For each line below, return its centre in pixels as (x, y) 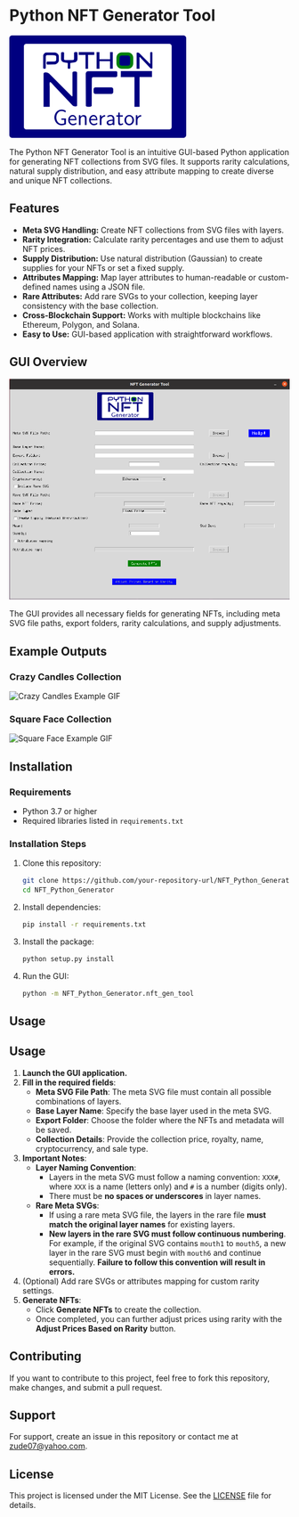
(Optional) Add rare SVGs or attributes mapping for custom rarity (141, 1281)
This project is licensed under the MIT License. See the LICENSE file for (141, 1496)
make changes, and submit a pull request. (86, 1387)
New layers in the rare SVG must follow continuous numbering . (167, 1234)
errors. (62, 1271)
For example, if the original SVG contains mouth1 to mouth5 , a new (167, 1243)
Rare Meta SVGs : (67, 1205)
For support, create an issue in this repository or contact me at (124, 1437)
